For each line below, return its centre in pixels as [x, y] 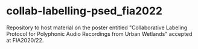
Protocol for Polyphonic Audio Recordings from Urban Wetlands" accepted [99, 33]
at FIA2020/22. [25, 40]
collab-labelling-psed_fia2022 [85, 11]
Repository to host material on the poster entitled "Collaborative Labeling [97, 27]
